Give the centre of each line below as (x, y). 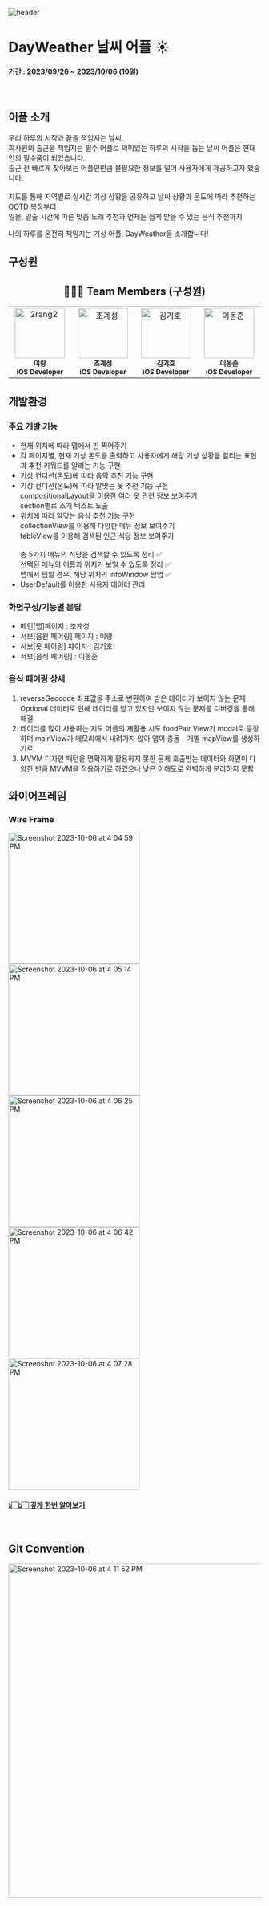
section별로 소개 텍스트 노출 (64, 506)
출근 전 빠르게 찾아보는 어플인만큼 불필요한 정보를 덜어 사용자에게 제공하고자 (127, 168)
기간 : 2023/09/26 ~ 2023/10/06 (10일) (73, 71)
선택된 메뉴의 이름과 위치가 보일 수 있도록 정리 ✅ (95, 564)
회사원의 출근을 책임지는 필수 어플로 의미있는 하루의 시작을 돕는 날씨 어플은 (125, 148)
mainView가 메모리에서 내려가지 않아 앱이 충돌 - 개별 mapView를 (137, 738)
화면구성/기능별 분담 (45, 608)
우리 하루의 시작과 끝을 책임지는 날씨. (66, 138)
